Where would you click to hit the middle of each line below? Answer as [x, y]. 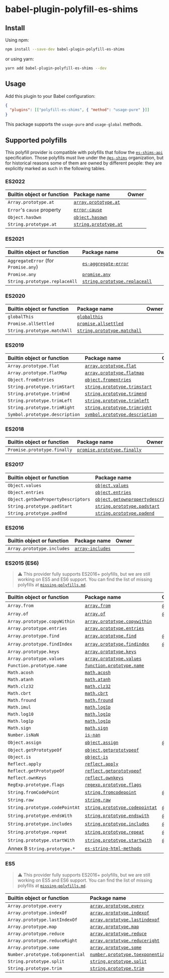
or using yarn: [20, 59]
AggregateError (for [31, 260]
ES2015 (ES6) [22, 563]
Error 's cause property [34, 210]
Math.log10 [21, 714]
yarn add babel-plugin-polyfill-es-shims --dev [56, 68]
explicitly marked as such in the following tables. [56, 168]
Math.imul [19, 707]
